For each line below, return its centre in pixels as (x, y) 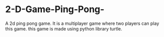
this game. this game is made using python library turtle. (64, 28)
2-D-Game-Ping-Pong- (55, 9)
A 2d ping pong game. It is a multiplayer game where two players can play (82, 23)
